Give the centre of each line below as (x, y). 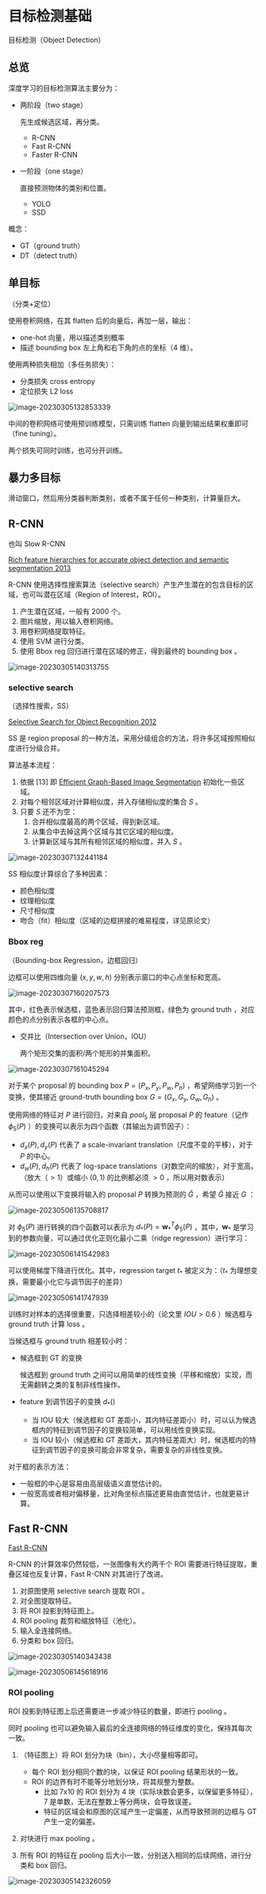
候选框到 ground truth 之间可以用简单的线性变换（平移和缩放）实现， (133, 1374)
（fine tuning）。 (35, 433)
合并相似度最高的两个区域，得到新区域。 (98, 822)
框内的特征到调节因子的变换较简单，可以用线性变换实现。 (125, 1430)
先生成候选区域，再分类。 (62, 122)
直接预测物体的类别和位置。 (65, 188)
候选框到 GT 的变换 (51, 1357)
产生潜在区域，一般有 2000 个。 (72, 611)
